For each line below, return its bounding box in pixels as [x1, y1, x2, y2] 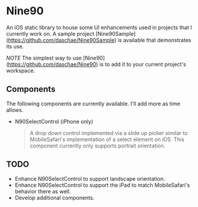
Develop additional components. [14, 194, 95, 201]
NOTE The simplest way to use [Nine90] [6, 54, 106, 61]
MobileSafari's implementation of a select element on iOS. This [29, 136, 185, 143]
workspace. [6, 67, 35, 74]
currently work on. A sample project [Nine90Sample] [6, 30, 136, 37]
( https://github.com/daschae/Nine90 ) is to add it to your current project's [6, 61, 187, 68]
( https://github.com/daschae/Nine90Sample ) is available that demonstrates [6, 36, 191, 43]
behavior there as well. [14, 187, 71, 195]
